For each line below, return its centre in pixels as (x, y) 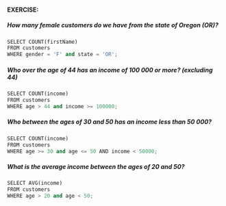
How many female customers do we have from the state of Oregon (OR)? (113, 25)
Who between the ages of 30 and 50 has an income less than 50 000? (110, 122)
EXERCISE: (23, 10)
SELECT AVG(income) (35, 183)
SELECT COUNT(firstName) (42, 42)
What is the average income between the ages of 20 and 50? (96, 166)
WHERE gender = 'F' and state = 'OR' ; (62, 55)
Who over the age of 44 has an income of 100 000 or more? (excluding (110, 70)
